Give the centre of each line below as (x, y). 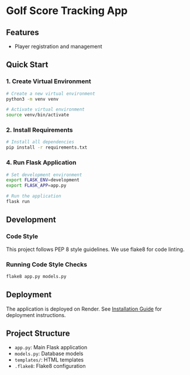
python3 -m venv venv (32, 99)
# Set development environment (44, 175)
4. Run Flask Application (42, 163)
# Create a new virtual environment (51, 94)
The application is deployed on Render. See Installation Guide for (84, 309)
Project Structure (38, 333)
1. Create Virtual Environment (49, 81)
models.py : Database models (49, 354)
